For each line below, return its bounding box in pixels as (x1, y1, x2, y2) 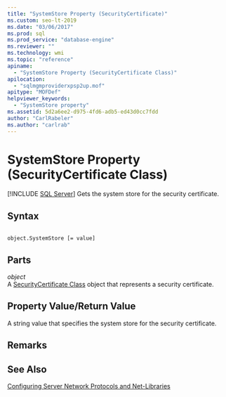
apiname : (7, 63, 33, 70)
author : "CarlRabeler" (7, 115, 74, 122)
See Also (7, 363, 47, 375)
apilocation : (7, 75, 46, 83)
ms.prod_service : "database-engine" (7, 37, 114, 44)
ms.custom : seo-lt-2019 (7, 17, 77, 24)
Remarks (7, 339, 48, 351)
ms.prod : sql (7, 30, 46, 37)
